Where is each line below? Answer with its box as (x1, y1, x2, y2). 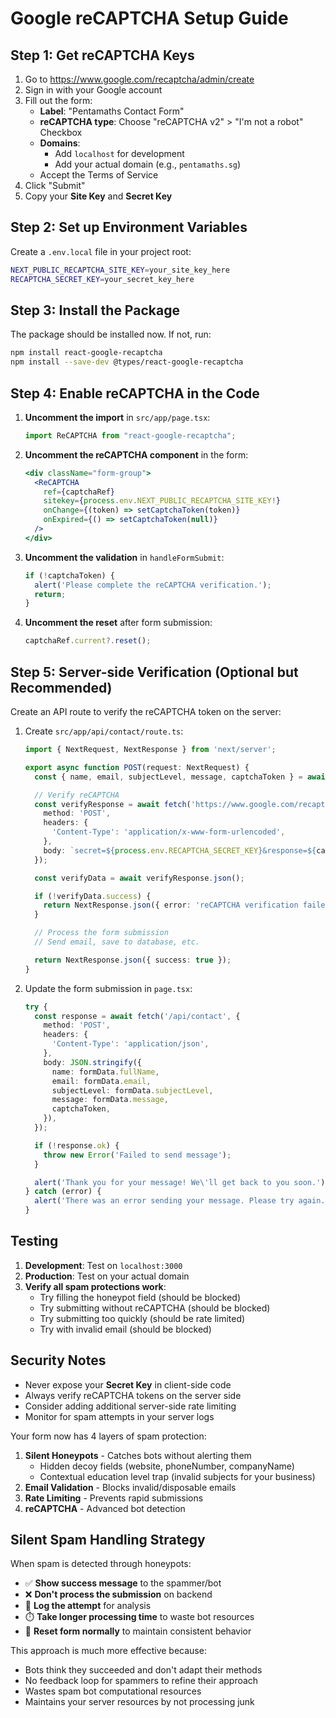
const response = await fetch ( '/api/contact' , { (34, 1011, 241, 1021)
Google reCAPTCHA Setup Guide (10, 7, 289, 30)
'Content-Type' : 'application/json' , (51, 1039, 210, 1049)
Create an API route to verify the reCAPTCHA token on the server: (10, 706, 282, 717)
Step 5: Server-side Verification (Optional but (10, 663, 299, 681)
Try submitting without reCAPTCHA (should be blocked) (39, 1302, 271, 1314)
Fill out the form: (24, 95, 93, 106)
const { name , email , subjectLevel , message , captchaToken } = (34, 772, 303, 782)
